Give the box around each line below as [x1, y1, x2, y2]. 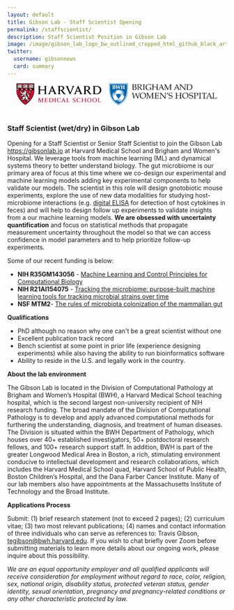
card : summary [13, 63, 54, 70]
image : [7, 40, 26, 48]
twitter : [7, 48, 33, 55]
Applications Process [7, 501, 71, 509]
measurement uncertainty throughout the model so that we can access [7, 228, 211, 237]
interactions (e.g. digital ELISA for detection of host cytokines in [42, 199, 226, 207]
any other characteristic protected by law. [7, 595, 128, 603]
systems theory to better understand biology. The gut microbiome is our [7, 161, 214, 170]
